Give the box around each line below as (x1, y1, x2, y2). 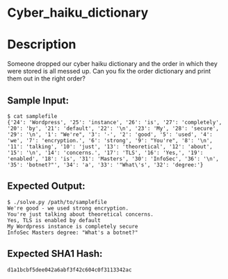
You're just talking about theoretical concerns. (7, 210, 154, 218)
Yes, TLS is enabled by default (7, 217, 101, 223)
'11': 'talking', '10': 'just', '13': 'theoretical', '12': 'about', (7, 143, 213, 150)
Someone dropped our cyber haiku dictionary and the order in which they (7, 60, 218, 68)
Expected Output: (7, 180, 85, 192)
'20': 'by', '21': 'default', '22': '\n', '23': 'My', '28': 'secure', (7, 125, 219, 132)
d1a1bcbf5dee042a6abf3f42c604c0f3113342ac (7, 266, 132, 273)
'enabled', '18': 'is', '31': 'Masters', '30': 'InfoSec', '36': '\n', (7, 155, 219, 162)
